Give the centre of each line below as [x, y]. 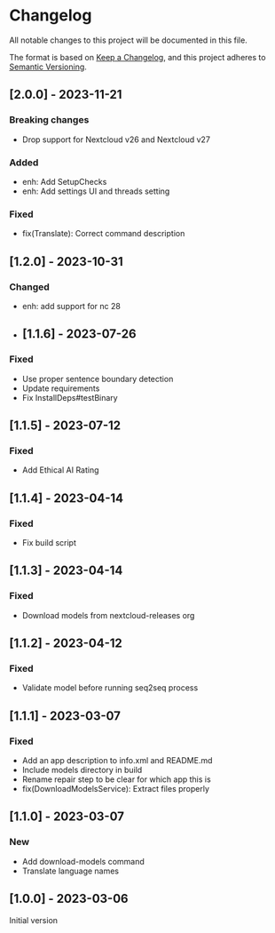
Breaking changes [49, 120]
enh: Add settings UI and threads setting [96, 191]
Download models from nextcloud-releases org [108, 615]
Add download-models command [83, 861]
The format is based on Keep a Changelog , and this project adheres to [137, 57]
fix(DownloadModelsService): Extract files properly [116, 789]
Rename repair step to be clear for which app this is [116, 779]
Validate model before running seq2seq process [110, 688]
